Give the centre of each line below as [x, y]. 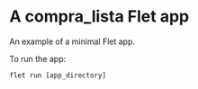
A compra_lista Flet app [99, 17]
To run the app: [38, 58]
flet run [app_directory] [58, 75]
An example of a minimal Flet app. [72, 41]
